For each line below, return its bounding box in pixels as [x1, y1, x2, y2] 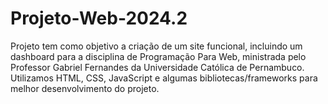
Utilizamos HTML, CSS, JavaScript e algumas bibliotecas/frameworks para [10, 72, 318, 84]
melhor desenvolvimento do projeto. [10, 82, 160, 94]
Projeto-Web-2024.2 [10, 7, 188, 30]
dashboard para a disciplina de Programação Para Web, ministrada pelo [10, 50, 307, 62]
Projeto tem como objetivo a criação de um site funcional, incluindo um [10, 40, 303, 52]
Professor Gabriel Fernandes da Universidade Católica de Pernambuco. [10, 61, 305, 73]
